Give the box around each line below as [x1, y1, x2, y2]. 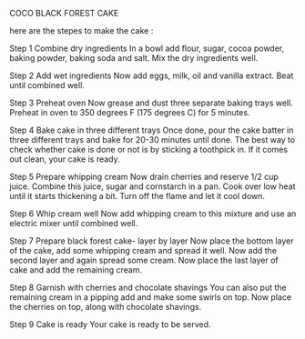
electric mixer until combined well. [9, 218, 138, 228]
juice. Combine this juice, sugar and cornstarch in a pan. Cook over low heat [9, 181, 296, 192]
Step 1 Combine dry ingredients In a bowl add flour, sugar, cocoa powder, [9, 43, 285, 54]
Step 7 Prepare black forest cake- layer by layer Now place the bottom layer [9, 235, 294, 246]
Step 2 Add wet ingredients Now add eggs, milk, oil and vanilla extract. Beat [9, 70, 294, 81]
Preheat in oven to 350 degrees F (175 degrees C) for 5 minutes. [9, 107, 250, 117]
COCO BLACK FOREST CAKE [9, 8, 119, 18]
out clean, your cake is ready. [9, 154, 120, 165]
